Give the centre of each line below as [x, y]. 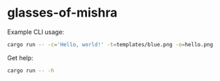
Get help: [20, 57]
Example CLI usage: [36, 32]
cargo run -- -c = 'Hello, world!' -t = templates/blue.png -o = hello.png [110, 44]
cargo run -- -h [31, 71]
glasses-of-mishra [62, 13]
